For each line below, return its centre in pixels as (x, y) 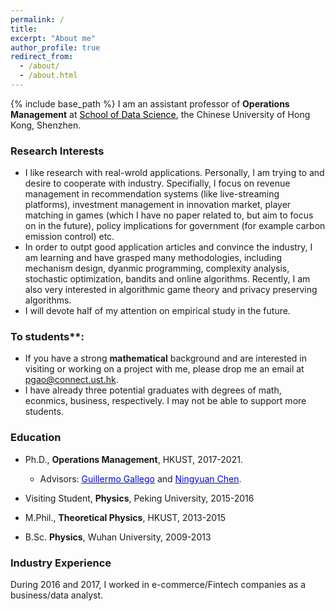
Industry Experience (61, 563)
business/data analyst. (57, 595)
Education (36, 438)
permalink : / (37, 19)
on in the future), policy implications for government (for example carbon (175, 226)
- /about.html (48, 76)
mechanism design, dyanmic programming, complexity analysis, (157, 268)
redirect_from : (42, 57)
